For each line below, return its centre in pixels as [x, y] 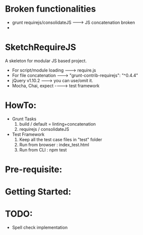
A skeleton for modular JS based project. [46, 61]
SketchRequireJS [41, 47]
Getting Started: [38, 192]
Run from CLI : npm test [43, 150]
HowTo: [21, 105]
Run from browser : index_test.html [54, 145]
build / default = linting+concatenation [57, 124]
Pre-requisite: [33, 169]
